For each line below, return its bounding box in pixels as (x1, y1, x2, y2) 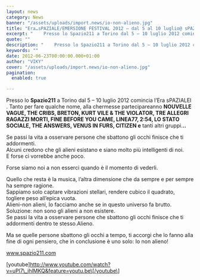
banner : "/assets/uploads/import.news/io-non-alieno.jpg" (6, 20, 153, 26)
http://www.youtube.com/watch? (29, 261, 111, 268)
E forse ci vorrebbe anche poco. (6, 153, 85, 160)
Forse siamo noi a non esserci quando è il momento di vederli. (6, 164, 158, 172)
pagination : (6, 70, 36, 76)
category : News (6, 14, 44, 20)
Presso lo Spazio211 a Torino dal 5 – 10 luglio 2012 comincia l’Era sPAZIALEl (6, 97, 192, 104)
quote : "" (6, 36, 31, 42)
